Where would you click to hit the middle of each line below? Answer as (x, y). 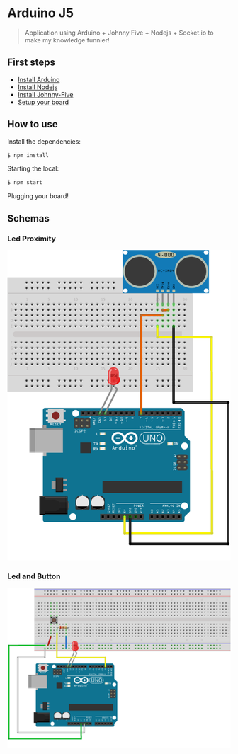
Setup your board (43, 102)
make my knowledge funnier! (67, 40)
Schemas (28, 218)
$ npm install (28, 155)
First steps (31, 63)
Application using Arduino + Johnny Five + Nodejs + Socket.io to (119, 33)
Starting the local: (33, 168)
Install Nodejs (38, 87)
